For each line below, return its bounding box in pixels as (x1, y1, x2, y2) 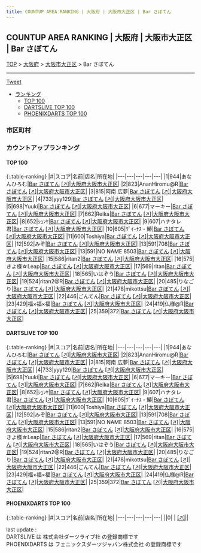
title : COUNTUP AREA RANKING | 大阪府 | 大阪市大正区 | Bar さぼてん (6, 8, 172, 15)
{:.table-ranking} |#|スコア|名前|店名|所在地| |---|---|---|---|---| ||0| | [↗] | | (6, 513, 189, 521)
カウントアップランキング (6, 144, 80, 152)
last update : (6, 525, 37, 533)
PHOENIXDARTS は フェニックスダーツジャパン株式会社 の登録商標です (6, 540, 182, 548)
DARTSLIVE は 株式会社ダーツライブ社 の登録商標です (6, 533, 139, 540)
